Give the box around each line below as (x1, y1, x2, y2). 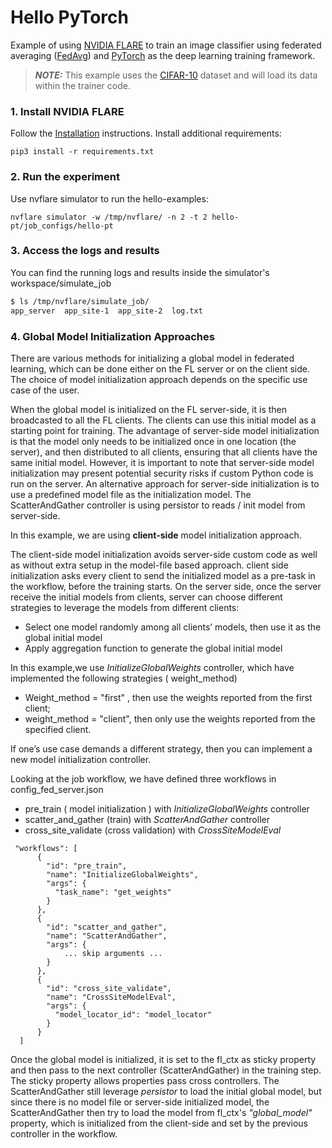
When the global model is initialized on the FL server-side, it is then (10, 403, 288, 415)
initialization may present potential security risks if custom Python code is (10, 467, 314, 479)
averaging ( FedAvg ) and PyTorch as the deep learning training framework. (10, 49, 316, 61)
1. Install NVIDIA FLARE (10, 104, 125, 118)
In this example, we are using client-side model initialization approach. (10, 529, 302, 541)
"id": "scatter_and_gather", (46, 922, 168, 932)
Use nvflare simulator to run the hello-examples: (10, 192, 209, 205)
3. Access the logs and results (10, 244, 160, 258)
